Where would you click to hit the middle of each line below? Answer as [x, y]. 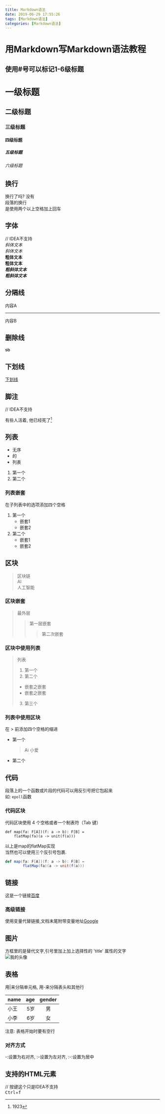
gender [48, 999]
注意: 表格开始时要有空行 [30, 1031]
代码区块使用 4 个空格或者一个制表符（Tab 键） [53, 822]
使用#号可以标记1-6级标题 [45, 69]
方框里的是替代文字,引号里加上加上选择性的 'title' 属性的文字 [66, 951]
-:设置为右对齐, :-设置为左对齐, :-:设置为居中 [50, 1057]
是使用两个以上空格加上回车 [33, 208]
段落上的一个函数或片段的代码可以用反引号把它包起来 [59, 791]
